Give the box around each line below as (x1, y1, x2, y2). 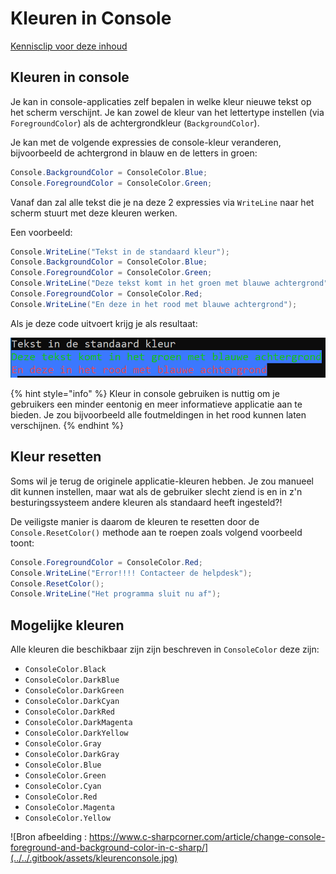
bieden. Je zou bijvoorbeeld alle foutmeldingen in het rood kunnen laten (10, 409, 307, 421)
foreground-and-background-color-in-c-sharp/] (10, 842, 209, 854)
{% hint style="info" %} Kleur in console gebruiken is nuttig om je (10, 388, 280, 400)
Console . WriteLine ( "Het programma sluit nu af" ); (10, 589, 222, 599)
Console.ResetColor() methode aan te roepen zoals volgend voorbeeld (10, 526, 303, 538)
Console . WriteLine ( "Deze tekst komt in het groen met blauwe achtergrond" (10, 278, 329, 289)
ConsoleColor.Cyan (24, 782, 102, 792)
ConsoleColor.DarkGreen (24, 686, 125, 696)
